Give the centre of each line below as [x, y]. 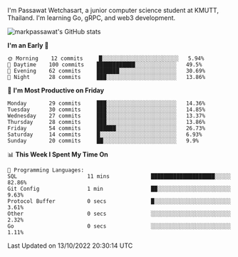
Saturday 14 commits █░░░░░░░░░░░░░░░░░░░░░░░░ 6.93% [105, 135]
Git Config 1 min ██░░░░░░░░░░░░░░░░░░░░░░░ [119, 189]
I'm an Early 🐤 [28, 45]
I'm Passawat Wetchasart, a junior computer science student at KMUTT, [113, 10]
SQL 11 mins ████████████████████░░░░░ [119, 177]
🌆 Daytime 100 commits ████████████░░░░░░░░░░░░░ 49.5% [105, 65]
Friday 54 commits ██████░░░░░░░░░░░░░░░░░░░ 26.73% [106, 128]
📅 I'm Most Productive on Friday [56, 90]
